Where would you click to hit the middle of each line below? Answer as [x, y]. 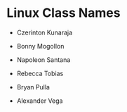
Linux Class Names [63, 13]
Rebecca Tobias [40, 73]
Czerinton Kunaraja [45, 32]
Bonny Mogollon [40, 46]
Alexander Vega [40, 101]
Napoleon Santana [44, 60]
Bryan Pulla [33, 87]
